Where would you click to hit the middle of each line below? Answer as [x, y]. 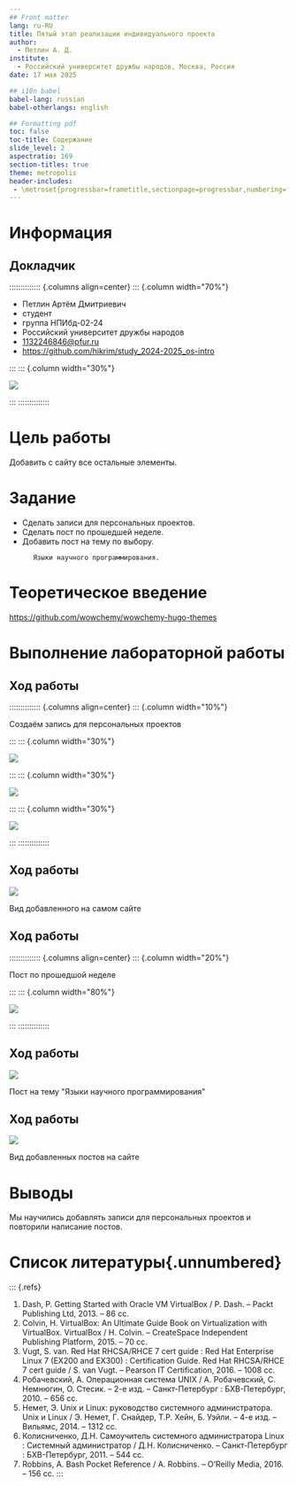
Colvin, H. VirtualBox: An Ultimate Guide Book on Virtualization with [145, 1323]
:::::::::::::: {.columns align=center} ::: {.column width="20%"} [119, 957]
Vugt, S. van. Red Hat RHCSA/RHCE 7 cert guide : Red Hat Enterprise [148, 1351]
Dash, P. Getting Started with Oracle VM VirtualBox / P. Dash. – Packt [148, 1304]
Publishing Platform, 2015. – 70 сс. [84, 1342]
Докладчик [42, 265]
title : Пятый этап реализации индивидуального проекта [112, 34]
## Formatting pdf [43, 124]
